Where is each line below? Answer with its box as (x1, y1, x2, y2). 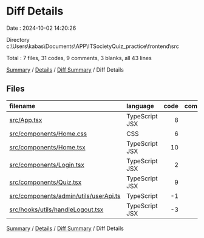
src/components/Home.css (9, 129, 87, 138)
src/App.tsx (9, 115, 42, 124)
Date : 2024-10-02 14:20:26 (6, 24, 76, 32)
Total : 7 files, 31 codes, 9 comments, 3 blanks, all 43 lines (6, 54, 152, 61)
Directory (6, 36, 30, 43)
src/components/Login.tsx (9, 160, 85, 169)
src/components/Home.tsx (9, 143, 86, 151)
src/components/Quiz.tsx (9, 178, 82, 186)
